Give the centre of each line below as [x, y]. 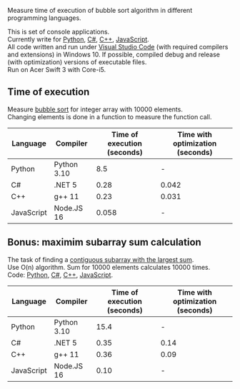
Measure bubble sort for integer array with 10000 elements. [95, 109]
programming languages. [44, 18]
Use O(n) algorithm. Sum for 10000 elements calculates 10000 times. [109, 267]
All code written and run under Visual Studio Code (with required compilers [118, 47]
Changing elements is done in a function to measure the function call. [110, 116]
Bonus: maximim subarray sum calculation [104, 242]
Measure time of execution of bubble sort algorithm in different [100, 10]
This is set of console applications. [59, 32]
